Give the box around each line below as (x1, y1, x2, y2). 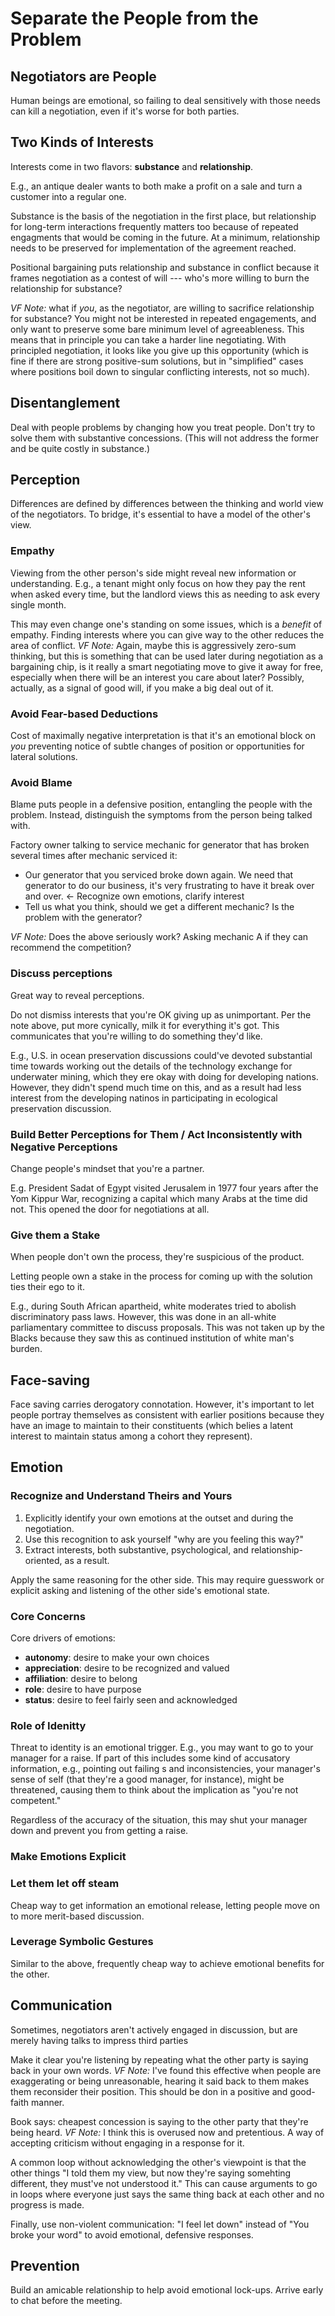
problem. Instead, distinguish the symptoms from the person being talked (10, 809, 313, 821)
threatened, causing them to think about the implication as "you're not (10, 1784, 299, 1796)
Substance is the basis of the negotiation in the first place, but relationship (10, 210, 317, 222)
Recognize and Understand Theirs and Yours (10, 1489, 233, 1503)
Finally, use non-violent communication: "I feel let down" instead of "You (10, 2218, 310, 2230)
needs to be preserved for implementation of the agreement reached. (10, 242, 297, 254)
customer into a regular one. (10, 190, 127, 202)
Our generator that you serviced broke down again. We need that (24, 869, 294, 881)
